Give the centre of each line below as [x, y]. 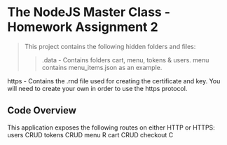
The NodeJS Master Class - [89, 12]
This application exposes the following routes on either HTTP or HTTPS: [111, 127]
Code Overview [42, 110]
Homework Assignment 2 [83, 27]
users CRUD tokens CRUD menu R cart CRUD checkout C [90, 134]
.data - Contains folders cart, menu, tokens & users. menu [125, 60]
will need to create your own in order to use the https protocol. [97, 88]
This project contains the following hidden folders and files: [110, 46]
